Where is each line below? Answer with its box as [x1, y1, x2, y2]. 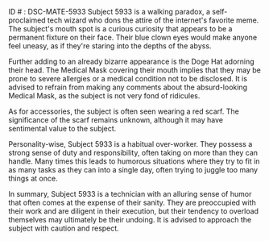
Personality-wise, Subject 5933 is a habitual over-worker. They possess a [8, 139, 253, 148]
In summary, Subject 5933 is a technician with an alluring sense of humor [8, 189, 252, 198]
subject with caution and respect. [8, 223, 119, 233]
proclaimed [8, 15, 46, 25]
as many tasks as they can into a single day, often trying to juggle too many [8, 165, 259, 174]
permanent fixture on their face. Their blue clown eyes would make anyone [8, 32, 258, 42]
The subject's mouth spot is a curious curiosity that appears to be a [8, 24, 233, 33]
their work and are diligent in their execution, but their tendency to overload [8, 206, 259, 216]
